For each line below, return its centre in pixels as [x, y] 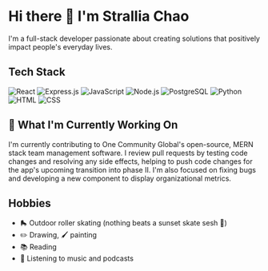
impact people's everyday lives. [61, 46]
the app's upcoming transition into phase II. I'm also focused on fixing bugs [132, 169]
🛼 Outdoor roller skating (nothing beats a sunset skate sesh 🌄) [124, 223]
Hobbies [30, 203]
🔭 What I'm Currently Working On [93, 125]
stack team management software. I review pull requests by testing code [128, 153]
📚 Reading [38, 247]
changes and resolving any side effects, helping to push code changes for [131, 161]
